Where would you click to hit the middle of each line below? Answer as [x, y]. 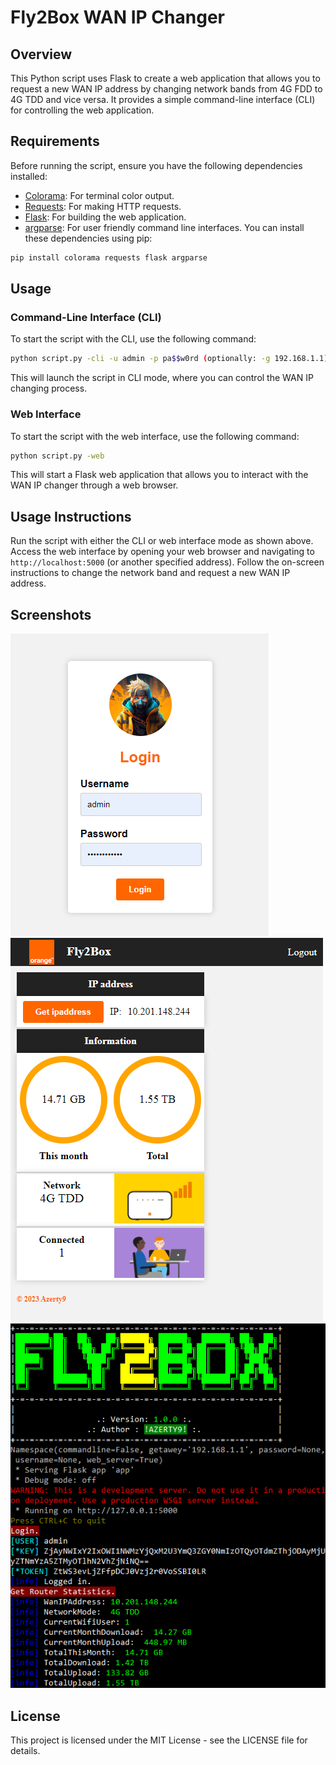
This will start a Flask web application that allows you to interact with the [159, 475]
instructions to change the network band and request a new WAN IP [150, 573]
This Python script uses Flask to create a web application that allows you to [165, 78]
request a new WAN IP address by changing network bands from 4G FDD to [166, 89]
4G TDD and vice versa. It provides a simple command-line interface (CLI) [163, 99]
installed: [29, 176]
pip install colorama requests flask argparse [109, 257]
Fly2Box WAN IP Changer [117, 17]
